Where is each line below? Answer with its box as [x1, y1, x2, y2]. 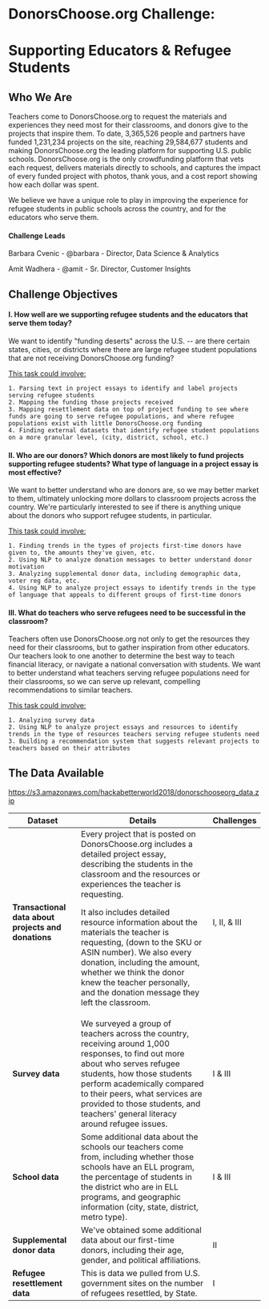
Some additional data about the [81, 1132, 199, 1143]
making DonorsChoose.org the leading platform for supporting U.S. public [8, 146, 252, 156]
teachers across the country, [81, 1028, 190, 1039]
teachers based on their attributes [8, 744, 130, 752]
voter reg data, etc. [8, 577, 81, 586]
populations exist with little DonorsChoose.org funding [8, 419, 203, 428]
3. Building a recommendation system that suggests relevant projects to [8, 737, 260, 746]
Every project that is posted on [81, 829, 196, 840]
